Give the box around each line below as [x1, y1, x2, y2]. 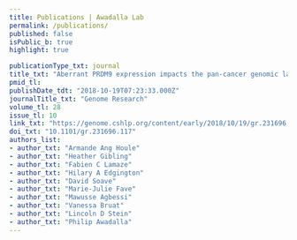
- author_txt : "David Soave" [9, 176, 117, 185]
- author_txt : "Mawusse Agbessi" [9, 193, 133, 202]
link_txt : [9, 119, 46, 128]
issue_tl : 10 [9, 111, 57, 120]
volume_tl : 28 [9, 102, 62, 111]
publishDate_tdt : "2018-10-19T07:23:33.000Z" [9, 86, 179, 95]
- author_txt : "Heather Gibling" [9, 152, 133, 161]
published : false [9, 29, 73, 38]
